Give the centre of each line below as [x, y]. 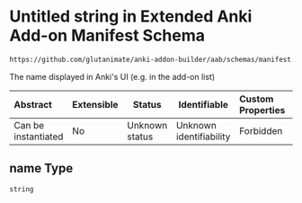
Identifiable [204, 104]
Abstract [33, 104]
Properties [262, 110]
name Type [41, 168]
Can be [29, 125]
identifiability [203, 137]
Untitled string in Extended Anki [131, 17]
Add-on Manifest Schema [107, 35]
